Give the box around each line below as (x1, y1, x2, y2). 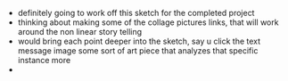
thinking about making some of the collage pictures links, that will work (17, 17, 279, 28)
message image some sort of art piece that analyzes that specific (17, 45, 259, 56)
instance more (17, 55, 71, 65)
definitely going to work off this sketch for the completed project (17, 8, 255, 18)
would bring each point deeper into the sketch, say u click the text (17, 36, 261, 46)
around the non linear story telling (17, 27, 143, 36)
